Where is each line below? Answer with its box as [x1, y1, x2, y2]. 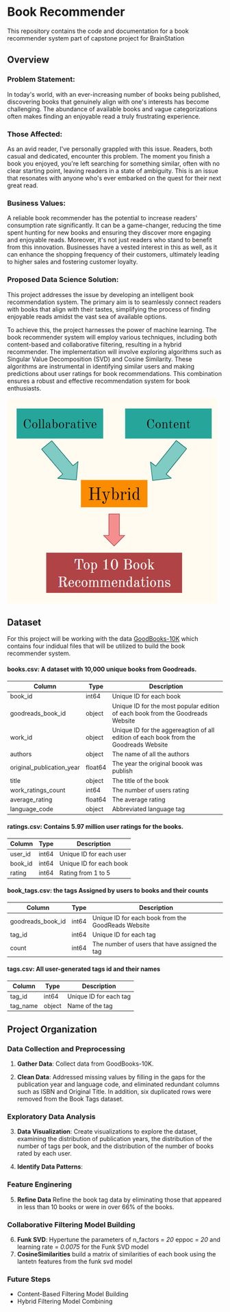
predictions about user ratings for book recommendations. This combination [7, 369, 222, 377]
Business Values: [7, 198, 66, 208]
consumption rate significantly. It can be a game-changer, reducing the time [7, 221, 222, 230]
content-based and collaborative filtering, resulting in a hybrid [7, 340, 182, 349]
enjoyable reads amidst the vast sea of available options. [7, 312, 168, 320]
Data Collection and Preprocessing [7, 1044, 125, 1053]
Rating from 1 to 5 [59, 869, 111, 877]
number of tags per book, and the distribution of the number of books [16, 1142, 214, 1150]
